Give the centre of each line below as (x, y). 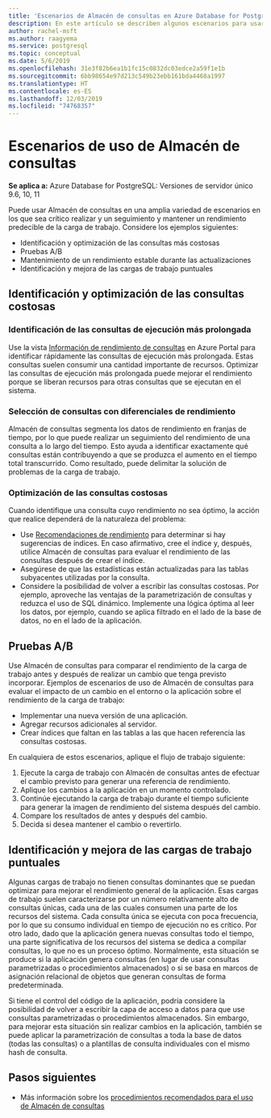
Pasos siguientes (52, 1078)
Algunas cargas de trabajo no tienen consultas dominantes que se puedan (132, 882)
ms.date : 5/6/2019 (39, 61)
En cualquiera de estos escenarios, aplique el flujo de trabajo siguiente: (127, 757)
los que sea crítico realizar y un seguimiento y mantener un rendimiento (127, 218)
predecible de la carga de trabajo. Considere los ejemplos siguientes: (123, 227)
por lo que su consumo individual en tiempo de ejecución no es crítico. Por (133, 925)
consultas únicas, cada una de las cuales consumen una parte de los (123, 908)
